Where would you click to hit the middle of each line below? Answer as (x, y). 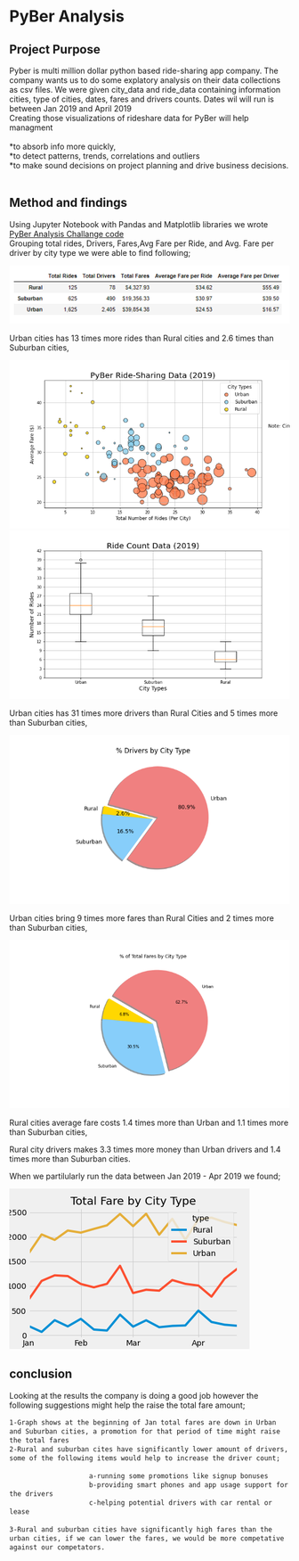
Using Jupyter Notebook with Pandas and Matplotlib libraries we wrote (139, 224)
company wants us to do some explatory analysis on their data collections (145, 80)
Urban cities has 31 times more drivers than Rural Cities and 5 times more (144, 713)
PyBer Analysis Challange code (67, 234)
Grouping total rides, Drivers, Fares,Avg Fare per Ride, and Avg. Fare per (141, 243)
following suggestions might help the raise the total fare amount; (127, 1405)
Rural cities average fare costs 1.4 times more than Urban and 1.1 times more (149, 1123)
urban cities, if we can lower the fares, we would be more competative (147, 1538)
